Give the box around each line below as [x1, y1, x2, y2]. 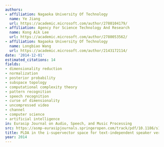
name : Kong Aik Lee [9, 30, 49, 35]
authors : [5, 7, 23, 12]
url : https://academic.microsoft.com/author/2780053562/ [9, 35, 128, 40]
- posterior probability [5, 75, 56, 80]
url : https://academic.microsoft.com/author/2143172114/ [9, 48, 128, 53]
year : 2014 [5, 135, 27, 140]
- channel [5, 107, 25, 113]
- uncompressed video [5, 103, 49, 108]
